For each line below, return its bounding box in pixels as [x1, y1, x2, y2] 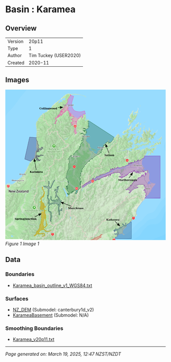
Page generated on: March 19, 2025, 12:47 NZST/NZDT [5, 351, 121, 357]
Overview [5, 24, 37, 33]
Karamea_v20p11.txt [12, 337, 54, 343]
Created [7, 60, 24, 66]
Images [5, 75, 30, 85]
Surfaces [5, 295, 29, 302]
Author [7, 53, 22, 59]
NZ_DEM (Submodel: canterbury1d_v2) [12, 307, 94, 313]
